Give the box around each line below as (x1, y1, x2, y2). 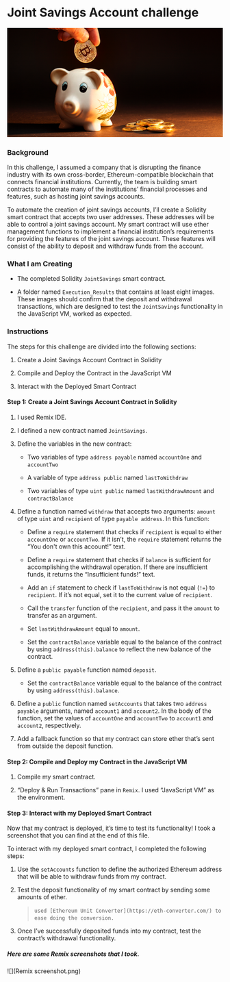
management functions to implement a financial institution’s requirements (7, 227, 214, 236)
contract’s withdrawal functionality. (16, 934, 116, 942)
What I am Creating (7, 259, 73, 268)
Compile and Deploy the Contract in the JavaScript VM (16, 368, 172, 377)
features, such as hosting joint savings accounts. (7, 192, 145, 201)
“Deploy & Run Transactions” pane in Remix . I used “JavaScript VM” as (16, 786, 214, 794)
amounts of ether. (16, 893, 67, 901)
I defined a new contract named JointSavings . (16, 426, 148, 434)
